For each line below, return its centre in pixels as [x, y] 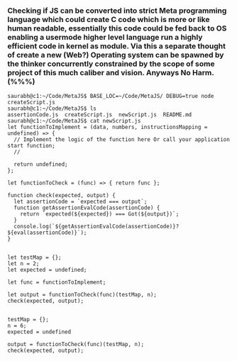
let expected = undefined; [47, 270]
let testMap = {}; [34, 257]
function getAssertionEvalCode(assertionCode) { [87, 208]
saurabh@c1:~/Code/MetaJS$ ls [52, 109]
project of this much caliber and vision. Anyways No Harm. [111, 72]
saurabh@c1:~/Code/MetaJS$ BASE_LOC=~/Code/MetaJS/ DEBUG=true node [111, 96]
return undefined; [41, 165]
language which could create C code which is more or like [109, 19]
